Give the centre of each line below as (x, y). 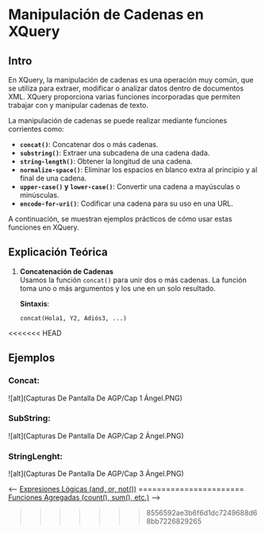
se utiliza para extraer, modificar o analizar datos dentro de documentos (126, 88)
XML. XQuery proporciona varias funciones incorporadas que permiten (124, 97)
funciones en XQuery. (44, 227)
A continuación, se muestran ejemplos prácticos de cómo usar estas (120, 219)
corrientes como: (36, 129)
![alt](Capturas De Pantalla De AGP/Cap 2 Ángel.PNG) (96, 435)
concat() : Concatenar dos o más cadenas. (89, 144)
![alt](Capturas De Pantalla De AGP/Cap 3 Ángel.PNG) (96, 473)
